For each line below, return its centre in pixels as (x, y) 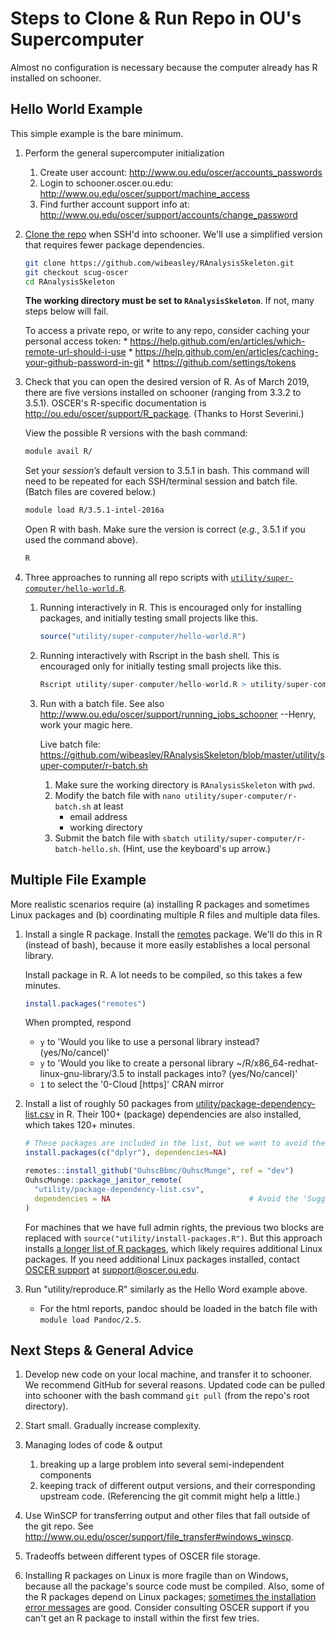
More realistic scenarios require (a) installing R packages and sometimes (160, 904)
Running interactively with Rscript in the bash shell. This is (159, 655)
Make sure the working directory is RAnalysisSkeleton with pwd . (184, 784)
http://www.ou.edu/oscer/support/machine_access (144, 193)
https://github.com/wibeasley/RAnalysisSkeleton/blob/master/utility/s (182, 754)
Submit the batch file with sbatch (122, 838)
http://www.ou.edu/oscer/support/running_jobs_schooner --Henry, (178, 714)
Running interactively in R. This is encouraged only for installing (170, 607)
